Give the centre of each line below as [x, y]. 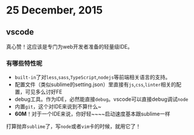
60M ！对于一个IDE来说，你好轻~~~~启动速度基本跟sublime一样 [92, 114]
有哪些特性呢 [24, 63]
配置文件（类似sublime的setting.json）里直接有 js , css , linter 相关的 [95, 85]
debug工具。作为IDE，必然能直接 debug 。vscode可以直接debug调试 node [101, 99]
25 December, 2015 [54, 10]
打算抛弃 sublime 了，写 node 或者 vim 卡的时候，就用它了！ [73, 126]
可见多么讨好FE [44, 92]
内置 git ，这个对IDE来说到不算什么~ [58, 107]
